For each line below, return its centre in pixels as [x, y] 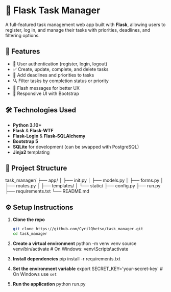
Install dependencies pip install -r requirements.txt [67, 259]
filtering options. [22, 35]
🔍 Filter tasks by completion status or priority [60, 81]
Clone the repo [29, 220]
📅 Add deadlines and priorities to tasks [53, 75]
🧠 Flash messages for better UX [46, 88]
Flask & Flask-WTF [33, 130]
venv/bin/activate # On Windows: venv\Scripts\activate [70, 249]
